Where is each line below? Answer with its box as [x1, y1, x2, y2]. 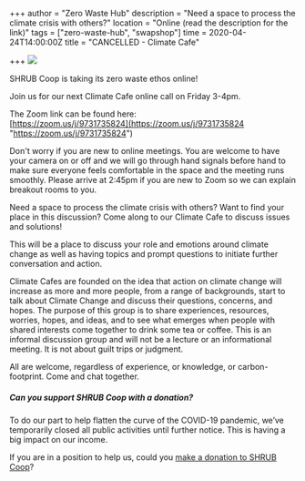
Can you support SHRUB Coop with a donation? [9, 392, 194, 403]
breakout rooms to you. [9, 184, 97, 195]
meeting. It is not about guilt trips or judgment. [9, 343, 184, 354]
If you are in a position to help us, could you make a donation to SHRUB [9, 451, 278, 463]
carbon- [238, 362, 269, 372]
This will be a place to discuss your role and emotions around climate [9, 239, 269, 250]
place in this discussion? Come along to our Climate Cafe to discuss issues [9, 211, 290, 222]
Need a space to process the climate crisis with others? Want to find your [9, 202, 285, 212]
